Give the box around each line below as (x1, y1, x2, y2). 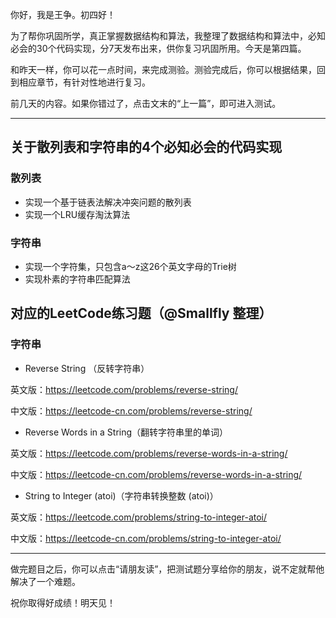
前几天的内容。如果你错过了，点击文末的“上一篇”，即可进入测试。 (10, 98, 282, 109)
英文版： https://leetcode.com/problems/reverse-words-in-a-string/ (10, 447, 288, 459)
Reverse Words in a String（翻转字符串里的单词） (24, 426, 229, 438)
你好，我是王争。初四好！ (10, 9, 116, 20)
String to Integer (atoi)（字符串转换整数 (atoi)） (24, 489, 219, 502)
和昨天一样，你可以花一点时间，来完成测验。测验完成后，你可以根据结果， (10, 64, 317, 75)
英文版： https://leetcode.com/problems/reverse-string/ (10, 383, 238, 395)
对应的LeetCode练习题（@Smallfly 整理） (10, 305, 273, 322)
